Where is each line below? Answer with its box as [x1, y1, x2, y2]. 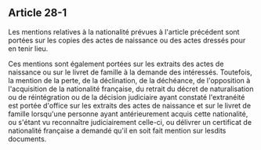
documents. [8, 134, 47, 144]
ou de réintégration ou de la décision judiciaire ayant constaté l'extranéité [8, 92, 245, 101]
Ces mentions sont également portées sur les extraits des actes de [8, 59, 224, 68]
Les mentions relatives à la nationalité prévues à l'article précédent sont [8, 27, 240, 36]
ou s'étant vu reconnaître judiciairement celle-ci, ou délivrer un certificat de [8, 117, 252, 126]
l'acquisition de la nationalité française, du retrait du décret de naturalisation [8, 84, 254, 93]
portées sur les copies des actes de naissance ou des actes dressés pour [8, 35, 246, 45]
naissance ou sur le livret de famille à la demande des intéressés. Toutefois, [8, 67, 252, 77]
